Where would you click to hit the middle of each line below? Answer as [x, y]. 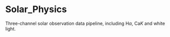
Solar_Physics [36, 9]
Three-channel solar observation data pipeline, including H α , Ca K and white [85, 23]
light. [11, 28]
